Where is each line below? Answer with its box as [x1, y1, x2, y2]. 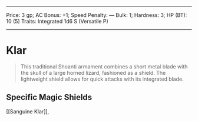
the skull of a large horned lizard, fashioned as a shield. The [20, 69, 166, 76]
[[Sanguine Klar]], [6, 108, 49, 115]
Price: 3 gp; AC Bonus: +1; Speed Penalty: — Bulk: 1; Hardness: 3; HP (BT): [6, 12, 187, 18]
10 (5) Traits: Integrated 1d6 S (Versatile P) [6, 18, 109, 25]
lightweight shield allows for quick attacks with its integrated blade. [20, 75, 184, 82]
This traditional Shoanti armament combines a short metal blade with [20, 63, 188, 70]
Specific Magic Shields [6, 92, 93, 102]
